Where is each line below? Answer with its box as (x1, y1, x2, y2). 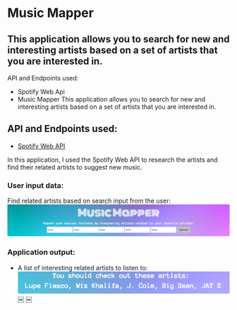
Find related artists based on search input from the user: (7, 196, 171, 205)
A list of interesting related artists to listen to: (17, 263, 148, 272)
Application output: (7, 247, 75, 257)
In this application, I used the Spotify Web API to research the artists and (7, 155, 218, 164)
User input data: (7, 180, 64, 190)
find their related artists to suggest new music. (7, 162, 142, 171)
